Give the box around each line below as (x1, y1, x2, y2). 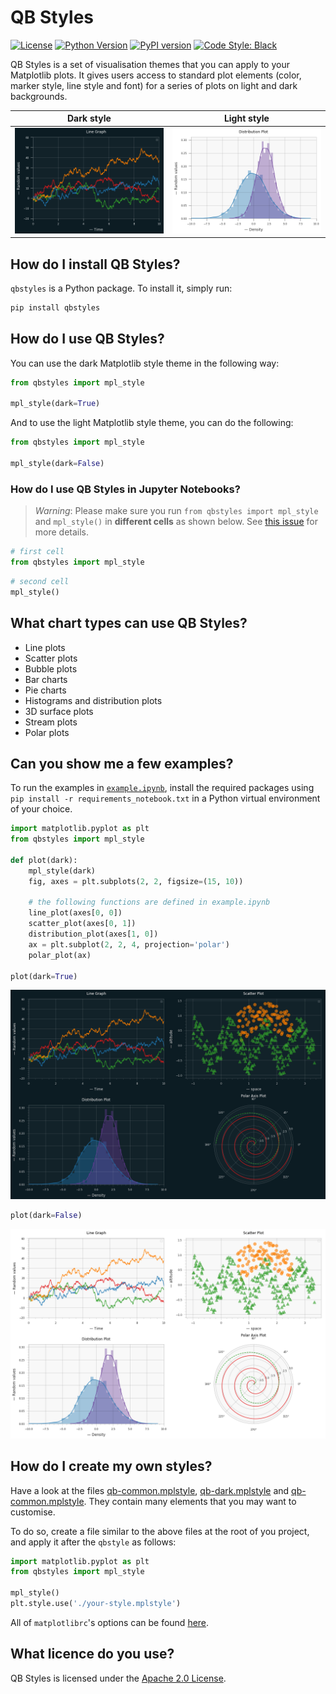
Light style (223, 112, 270, 125)
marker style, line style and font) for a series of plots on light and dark (10, 79, 298, 91)
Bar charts (24, 673, 68, 685)
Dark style (66, 112, 112, 125)
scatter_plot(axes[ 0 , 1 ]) (28, 919, 137, 929)
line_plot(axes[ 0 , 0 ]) (28, 908, 123, 918)
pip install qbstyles (10, 303, 101, 313)
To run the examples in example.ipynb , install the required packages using (10, 782, 315, 794)
